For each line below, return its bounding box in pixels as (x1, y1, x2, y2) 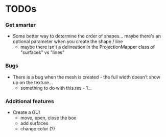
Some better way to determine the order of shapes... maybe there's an (12, 33, 161, 39)
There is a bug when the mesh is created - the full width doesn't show (12, 74, 161, 80)
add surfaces (20, 120, 49, 126)
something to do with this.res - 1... (20, 85, 92, 91)
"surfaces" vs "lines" (20, 49, 65, 55)
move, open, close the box (20, 115, 77, 121)
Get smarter (5, 22, 36, 29)
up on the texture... (12, 79, 53, 85)
